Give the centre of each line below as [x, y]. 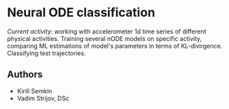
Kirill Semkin [35, 91]
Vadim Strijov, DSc [43, 98]
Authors [25, 75]
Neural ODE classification [81, 13]
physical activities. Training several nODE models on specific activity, [105, 38]
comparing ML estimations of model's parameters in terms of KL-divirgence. [115, 46]
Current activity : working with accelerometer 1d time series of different [107, 31]
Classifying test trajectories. [46, 53]
